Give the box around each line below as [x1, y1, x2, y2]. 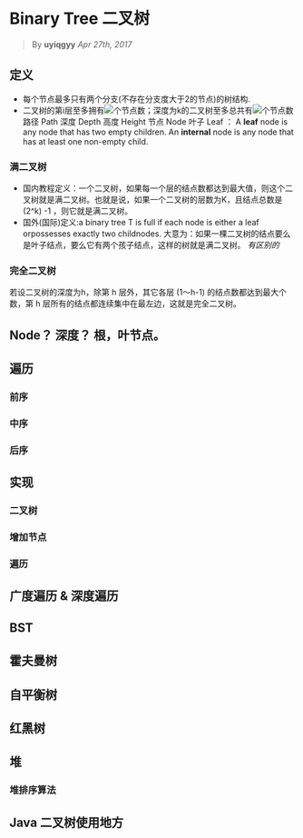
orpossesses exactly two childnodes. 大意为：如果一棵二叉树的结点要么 [22, 228, 291, 239]
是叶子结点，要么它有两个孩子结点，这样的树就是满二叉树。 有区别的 [22, 240, 279, 251]
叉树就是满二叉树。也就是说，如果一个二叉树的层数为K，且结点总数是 [22, 195, 283, 205]
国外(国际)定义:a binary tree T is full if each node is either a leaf [22, 217, 260, 228]
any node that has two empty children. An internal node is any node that [22, 126, 295, 137]
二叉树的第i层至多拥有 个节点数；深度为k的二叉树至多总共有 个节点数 [22, 105, 294, 115]
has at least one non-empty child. [22, 135, 149, 146]
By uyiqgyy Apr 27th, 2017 [31, 38, 132, 50]
